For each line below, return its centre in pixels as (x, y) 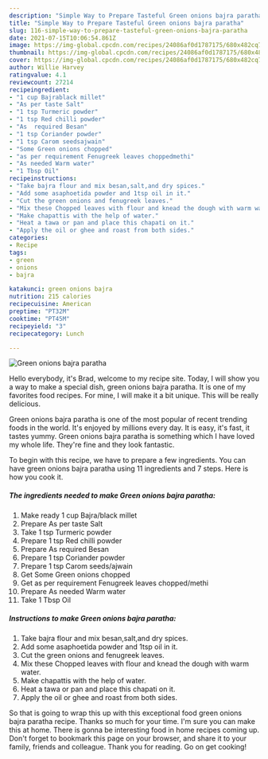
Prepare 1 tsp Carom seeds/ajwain (77, 566)
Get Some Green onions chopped (75, 575)
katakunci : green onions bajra (61, 289)
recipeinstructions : (43, 179)
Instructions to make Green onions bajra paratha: (93, 618)
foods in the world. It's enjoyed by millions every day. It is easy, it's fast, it (129, 428)
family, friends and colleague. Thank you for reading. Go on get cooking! (128, 747)
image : (20, 45)
